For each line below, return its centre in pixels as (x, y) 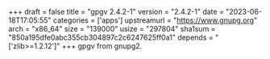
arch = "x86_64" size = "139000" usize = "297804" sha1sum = (112, 29)
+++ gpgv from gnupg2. (102, 46)
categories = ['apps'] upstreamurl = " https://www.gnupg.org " (155, 20)
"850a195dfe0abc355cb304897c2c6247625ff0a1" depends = (111, 37)
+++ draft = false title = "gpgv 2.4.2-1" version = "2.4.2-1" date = (116, 12)
